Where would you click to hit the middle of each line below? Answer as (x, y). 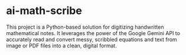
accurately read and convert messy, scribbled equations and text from (92, 39)
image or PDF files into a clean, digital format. (61, 46)
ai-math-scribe (44, 11)
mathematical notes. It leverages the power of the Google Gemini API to (93, 33)
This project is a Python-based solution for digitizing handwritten (85, 27)
